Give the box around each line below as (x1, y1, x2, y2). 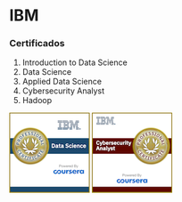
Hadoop (21, 95, 52, 106)
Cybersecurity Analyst (21, 85, 105, 96)
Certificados (9, 37, 65, 50)
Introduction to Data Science (21, 57, 128, 68)
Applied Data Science (21, 77, 103, 87)
